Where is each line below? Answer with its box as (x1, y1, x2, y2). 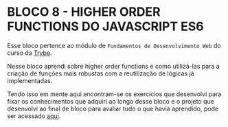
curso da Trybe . (7, 49, 53, 57)
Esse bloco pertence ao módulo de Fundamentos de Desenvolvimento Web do (7, 41, 221, 49)
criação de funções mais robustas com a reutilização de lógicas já (7, 69, 194, 78)
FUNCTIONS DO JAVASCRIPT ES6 (7, 19, 204, 34)
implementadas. (7, 76, 53, 84)
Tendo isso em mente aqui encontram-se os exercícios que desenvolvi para (7, 90, 222, 98)
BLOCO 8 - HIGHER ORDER (7, 4, 161, 20)
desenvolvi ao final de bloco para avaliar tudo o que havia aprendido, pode (7, 104, 218, 113)
